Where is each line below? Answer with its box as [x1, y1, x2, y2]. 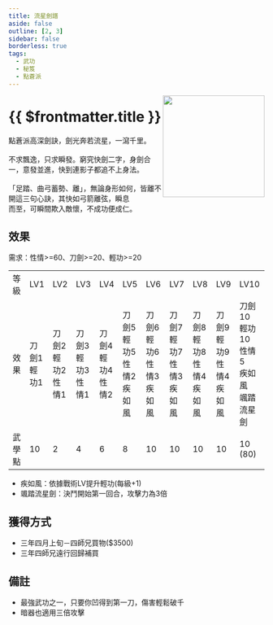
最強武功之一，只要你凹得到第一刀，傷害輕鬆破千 [19, 597, 184, 607]
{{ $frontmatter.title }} [8, 107, 162, 126]
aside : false [8, 20, 53, 28]
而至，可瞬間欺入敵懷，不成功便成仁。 [8, 203, 136, 213]
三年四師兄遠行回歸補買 [19, 549, 99, 558]
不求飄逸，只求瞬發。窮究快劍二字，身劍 [8, 154, 144, 164]
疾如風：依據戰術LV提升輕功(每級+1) [19, 479, 142, 488]
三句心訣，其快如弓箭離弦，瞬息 [22, 193, 130, 203]
